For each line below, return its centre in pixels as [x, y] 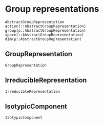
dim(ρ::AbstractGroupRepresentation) [43, 39]
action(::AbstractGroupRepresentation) [46, 26]
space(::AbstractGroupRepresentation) [44, 35]
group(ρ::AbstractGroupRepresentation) [46, 30]
